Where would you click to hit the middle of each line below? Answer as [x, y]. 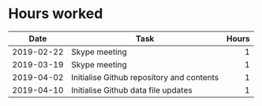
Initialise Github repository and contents [145, 77]
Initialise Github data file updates [131, 90]
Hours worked [56, 14]
